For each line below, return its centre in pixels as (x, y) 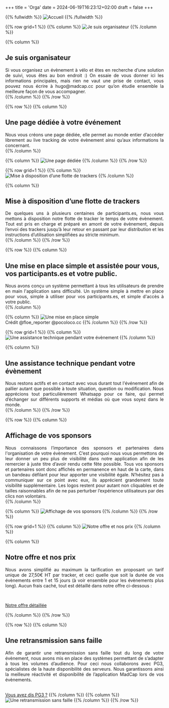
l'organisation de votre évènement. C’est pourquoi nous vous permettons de (84, 453)
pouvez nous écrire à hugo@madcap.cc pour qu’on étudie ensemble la (84, 86)
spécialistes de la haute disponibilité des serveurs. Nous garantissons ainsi (84, 669)
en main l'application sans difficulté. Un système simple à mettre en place (84, 291)
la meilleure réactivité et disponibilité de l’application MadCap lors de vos (84, 674)
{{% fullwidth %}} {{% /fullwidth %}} (54, 17)
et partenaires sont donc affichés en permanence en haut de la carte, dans (84, 469)
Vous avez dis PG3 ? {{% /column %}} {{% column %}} (62, 695)
